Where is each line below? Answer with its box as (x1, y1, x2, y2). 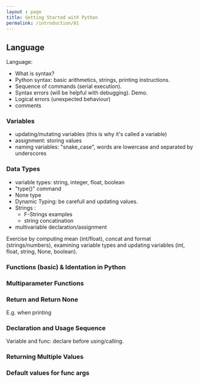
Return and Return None (6, 295, 78, 304)
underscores (14, 150, 47, 157)
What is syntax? (14, 70, 55, 77)
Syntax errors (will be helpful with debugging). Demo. (14, 89, 148, 96)
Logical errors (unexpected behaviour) (14, 96, 111, 103)
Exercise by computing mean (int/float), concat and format (6, 235, 152, 242)
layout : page (6, 8, 42, 15)
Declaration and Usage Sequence (6, 323, 106, 332)
